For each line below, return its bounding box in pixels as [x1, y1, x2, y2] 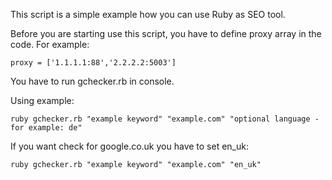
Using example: [10, 95, 75, 106]
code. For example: [10, 39, 90, 50]
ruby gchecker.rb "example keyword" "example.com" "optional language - [10, 114, 320, 124]
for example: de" [10, 123, 83, 133]
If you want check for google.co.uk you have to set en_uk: [10, 140, 249, 152]
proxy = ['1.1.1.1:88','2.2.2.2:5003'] [10, 58, 177, 68]
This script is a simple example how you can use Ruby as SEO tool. [10, 9, 286, 20]
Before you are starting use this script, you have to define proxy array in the [10, 28, 322, 39]
